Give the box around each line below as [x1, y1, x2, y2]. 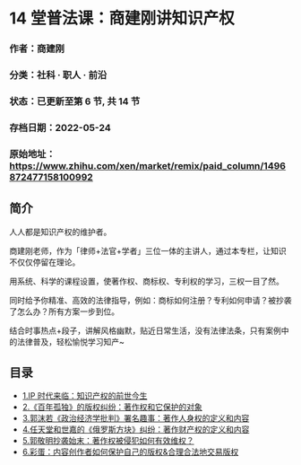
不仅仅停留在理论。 [9, 257, 81, 268]
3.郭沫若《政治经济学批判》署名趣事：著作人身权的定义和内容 [21, 413, 250, 424]
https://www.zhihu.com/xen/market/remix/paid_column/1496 [9, 159, 287, 171]
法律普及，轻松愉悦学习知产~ [16, 336, 125, 347]
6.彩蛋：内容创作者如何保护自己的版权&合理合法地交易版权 [21, 446, 239, 458]
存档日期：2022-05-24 [9, 121, 112, 134]
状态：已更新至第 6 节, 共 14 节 [9, 95, 141, 108]
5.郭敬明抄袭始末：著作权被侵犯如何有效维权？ [21, 435, 194, 446]
